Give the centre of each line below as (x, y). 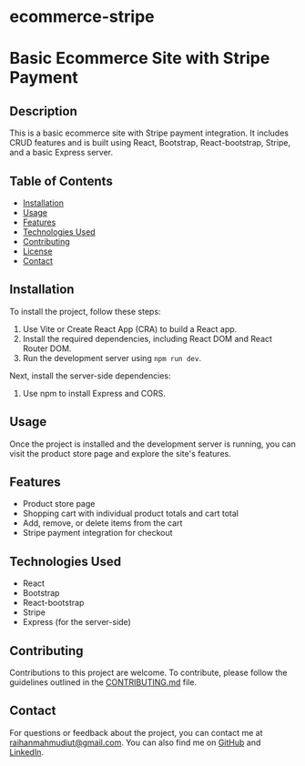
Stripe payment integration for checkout (97, 533)
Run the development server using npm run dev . (112, 358)
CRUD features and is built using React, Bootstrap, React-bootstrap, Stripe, (150, 143)
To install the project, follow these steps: (85, 311)
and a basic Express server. (61, 153)
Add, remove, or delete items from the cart (102, 523)
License (37, 251)
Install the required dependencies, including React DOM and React (147, 338)
